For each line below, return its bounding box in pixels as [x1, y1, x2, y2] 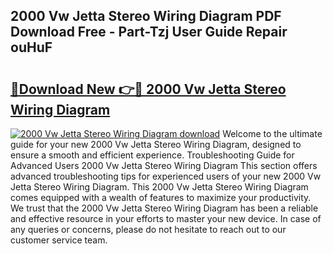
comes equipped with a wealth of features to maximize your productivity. [10, 192, 312, 203]
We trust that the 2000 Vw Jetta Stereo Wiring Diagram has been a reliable [10, 202, 319, 214]
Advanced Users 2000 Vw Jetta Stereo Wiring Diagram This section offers [10, 160, 318, 171]
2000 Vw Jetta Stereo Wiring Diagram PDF [10, 8, 282, 25]
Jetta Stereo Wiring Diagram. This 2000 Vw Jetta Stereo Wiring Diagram [10, 181, 309, 193]
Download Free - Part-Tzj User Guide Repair [10, 24, 288, 41]
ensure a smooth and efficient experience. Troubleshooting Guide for [10, 149, 295, 161]
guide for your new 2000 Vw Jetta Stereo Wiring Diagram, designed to [10, 139, 302, 150]
